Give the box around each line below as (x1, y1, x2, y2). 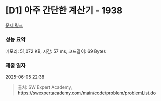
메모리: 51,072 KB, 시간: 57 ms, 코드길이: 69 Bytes (5, 48, 106, 54)
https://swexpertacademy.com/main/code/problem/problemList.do (17, 90, 156, 96)
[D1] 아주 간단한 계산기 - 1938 (5, 5, 123, 16)
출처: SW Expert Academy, (17, 84, 72, 90)
